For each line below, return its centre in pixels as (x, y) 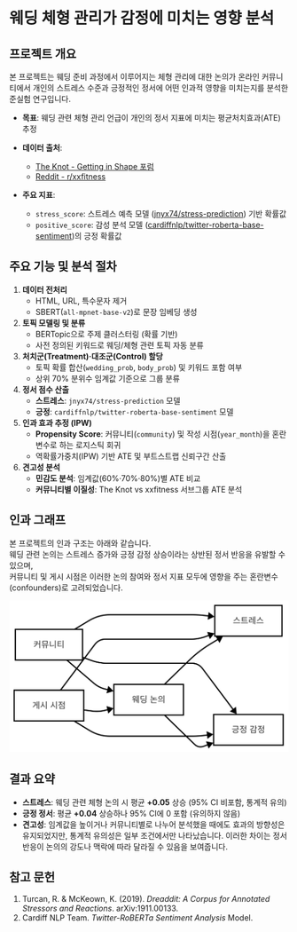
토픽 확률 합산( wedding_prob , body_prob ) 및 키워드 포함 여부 (139, 367)
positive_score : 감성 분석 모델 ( (91, 225)
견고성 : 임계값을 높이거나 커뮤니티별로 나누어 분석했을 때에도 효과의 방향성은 (153, 824)
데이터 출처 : (42, 148)
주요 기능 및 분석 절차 (63, 267)
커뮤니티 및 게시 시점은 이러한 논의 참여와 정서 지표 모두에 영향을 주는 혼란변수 (144, 576)
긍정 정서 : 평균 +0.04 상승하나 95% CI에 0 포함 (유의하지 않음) (131, 813)
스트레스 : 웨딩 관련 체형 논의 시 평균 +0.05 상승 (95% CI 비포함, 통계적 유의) (154, 802)
